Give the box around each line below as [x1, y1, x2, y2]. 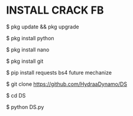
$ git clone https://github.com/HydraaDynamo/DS [6, 80, 128, 88]
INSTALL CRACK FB [6, 4, 105, 17]
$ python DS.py [6, 103, 44, 110]
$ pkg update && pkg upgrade [6, 23, 79, 30]
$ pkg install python [6, 34, 54, 41]
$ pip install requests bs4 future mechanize [6, 69, 112, 76]
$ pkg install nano [6, 46, 50, 53]
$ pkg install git [6, 57, 44, 65]
